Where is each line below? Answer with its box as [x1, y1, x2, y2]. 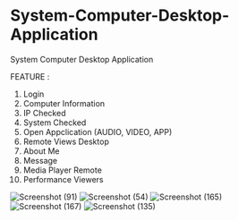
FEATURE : [10, 71, 50, 81]
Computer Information [22, 97, 106, 108]
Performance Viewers [22, 173, 104, 184]
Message [22, 155, 57, 165]
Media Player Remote [22, 165, 102, 175]
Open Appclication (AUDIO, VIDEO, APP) [22, 126, 173, 137]
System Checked [22, 117, 87, 128]
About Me [22, 145, 61, 157]
